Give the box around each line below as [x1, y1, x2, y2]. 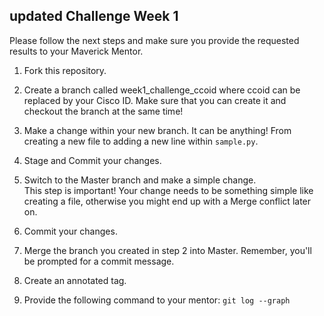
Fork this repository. [23, 64, 107, 76]
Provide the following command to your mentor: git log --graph [23, 294, 291, 306]
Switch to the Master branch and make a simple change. [23, 174, 257, 186]
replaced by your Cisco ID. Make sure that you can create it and [23, 94, 287, 106]
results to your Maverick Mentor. [9, 45, 144, 57]
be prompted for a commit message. [23, 255, 175, 267]
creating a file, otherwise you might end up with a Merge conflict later [23, 195, 312, 207]
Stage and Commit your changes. [23, 154, 162, 166]
